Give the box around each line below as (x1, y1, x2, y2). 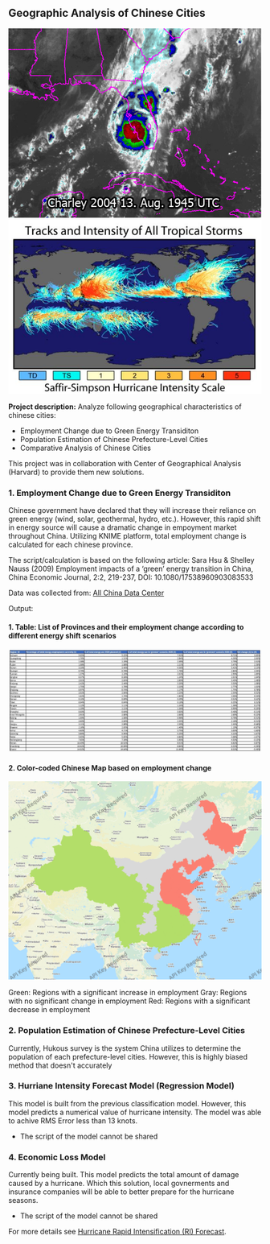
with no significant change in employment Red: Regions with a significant (8, 996, 251, 1006)
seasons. (8, 1196, 39, 1205)
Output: (8, 604, 34, 614)
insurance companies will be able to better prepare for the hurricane (8, 1187, 235, 1196)
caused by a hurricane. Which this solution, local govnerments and (8, 1179, 230, 1188)
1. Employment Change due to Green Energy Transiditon (8, 487, 231, 498)
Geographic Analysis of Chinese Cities (8, 6, 207, 20)
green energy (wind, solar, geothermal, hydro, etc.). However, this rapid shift (8, 515, 261, 524)
